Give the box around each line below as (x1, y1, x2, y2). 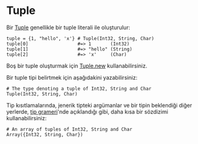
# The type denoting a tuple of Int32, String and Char (6, 86, 152, 92)
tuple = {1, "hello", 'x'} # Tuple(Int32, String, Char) (6, 35, 155, 41)
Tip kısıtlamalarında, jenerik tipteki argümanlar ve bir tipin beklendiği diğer (6, 101, 193, 109)
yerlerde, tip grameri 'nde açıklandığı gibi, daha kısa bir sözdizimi (6, 108, 169, 115)
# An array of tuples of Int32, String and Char (6, 126, 133, 132)
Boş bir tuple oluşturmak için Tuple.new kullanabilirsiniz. (6, 62, 148, 69)
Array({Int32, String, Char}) (6, 131, 84, 137)
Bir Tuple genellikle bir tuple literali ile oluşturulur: (6, 24, 130, 31)
